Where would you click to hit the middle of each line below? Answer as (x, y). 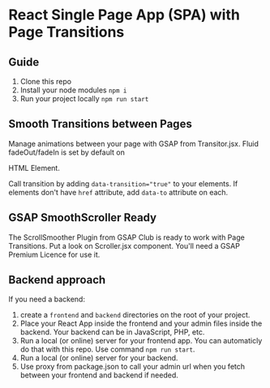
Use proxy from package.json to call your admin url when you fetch (133, 367)
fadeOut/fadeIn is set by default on (67, 152)
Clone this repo (45, 81)
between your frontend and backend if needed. (99, 375)
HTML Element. (34, 168)
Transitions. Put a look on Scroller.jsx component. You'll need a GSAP (124, 245)
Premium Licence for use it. (54, 254)
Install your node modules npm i (73, 90)
